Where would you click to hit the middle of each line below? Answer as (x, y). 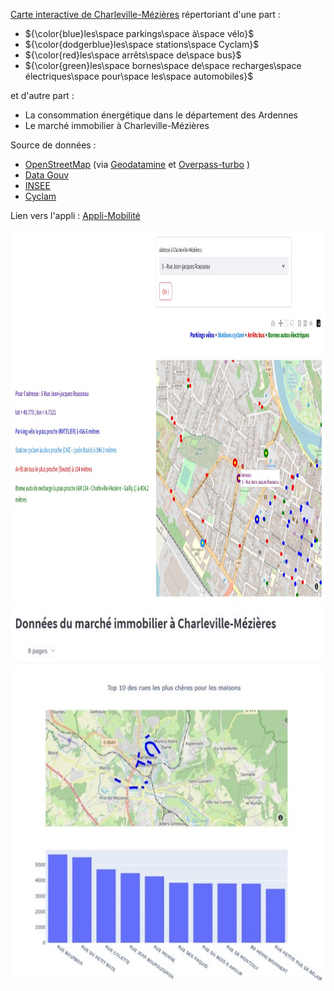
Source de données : (53, 145)
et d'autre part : (42, 95)
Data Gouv (47, 175)
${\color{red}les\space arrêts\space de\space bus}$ (133, 55)
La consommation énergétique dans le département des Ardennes (161, 115)
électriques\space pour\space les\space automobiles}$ (139, 76)
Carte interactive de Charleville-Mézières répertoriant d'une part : (145, 14)
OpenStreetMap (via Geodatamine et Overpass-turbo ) (137, 164)
